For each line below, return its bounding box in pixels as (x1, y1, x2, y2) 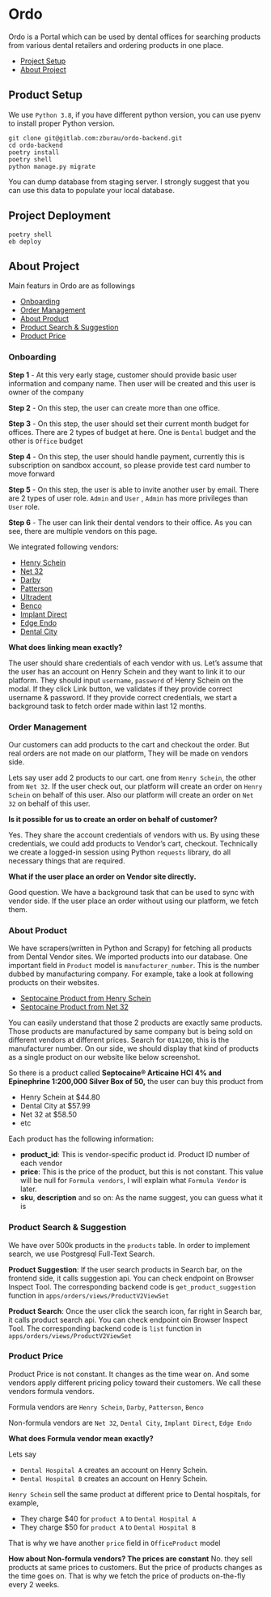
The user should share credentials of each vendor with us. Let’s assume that (8, 658, 263, 668)
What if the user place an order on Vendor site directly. (8, 872, 197, 881)
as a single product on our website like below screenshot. (8, 1052, 201, 1062)
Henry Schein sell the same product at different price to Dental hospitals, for (8, 1489, 261, 1499)
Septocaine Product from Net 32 (19, 1002, 129, 1012)
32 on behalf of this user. (8, 798, 91, 808)
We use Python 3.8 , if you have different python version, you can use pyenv (8, 110, 261, 119)
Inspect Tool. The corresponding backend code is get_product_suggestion (8, 1281, 256, 1291)
